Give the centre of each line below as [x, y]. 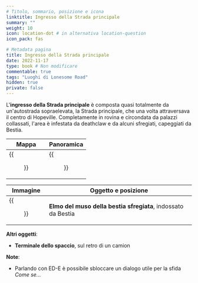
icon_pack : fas [25, 39]
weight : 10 [19, 28]
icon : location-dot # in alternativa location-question [76, 34]
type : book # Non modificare [42, 66]
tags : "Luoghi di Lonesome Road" [47, 77]
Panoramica [66, 144]
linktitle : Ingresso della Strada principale [63, 17]
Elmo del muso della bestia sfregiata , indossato [116, 206]
